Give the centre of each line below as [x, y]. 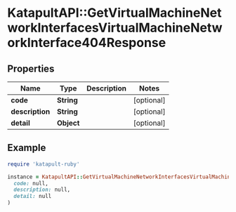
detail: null [33, 197]
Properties [31, 68]
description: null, [42, 190]
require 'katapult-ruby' [44, 164]
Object [68, 123]
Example [27, 148]
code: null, [31, 183]
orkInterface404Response [87, 43]
